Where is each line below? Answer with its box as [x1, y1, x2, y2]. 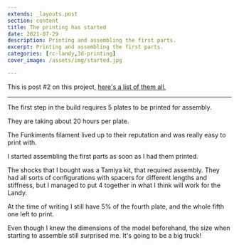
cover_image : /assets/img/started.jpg [7, 57, 122, 64]
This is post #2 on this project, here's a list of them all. [7, 83, 166, 91]
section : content [7, 17, 59, 24]
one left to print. [7, 209, 55, 218]
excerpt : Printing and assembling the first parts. [7, 43, 164, 51]
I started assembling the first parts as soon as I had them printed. [7, 152, 199, 160]
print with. [7, 138, 37, 147]
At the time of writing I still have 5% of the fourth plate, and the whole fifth [7, 202, 225, 211]
